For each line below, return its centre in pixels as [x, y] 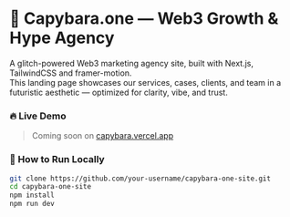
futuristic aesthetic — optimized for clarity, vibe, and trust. [119, 92]
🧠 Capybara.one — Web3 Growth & [144, 19]
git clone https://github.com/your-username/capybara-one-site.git [140, 178]
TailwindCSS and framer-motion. [71, 73]
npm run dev [32, 204]
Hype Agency [62, 38]
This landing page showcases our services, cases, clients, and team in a [145, 82]
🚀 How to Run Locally [57, 160]
